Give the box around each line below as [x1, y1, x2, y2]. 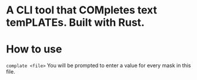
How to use [6, 43, 62, 56]
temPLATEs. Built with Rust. [6, 16, 145, 29]
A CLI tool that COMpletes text [6, 4, 158, 17]
